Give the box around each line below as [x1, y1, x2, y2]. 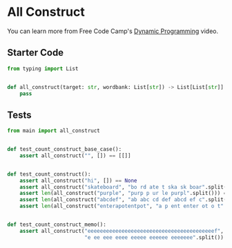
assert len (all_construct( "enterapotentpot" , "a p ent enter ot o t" [19, 203, 224, 210]
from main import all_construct [7, 127, 100, 134]
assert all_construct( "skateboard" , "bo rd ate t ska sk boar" [19, 183, 206, 190]
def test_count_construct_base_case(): [7, 146, 122, 153]
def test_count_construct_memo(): [7, 221, 107, 228]
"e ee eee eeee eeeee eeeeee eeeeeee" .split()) [84, 234, 224, 241]
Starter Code [7, 47, 64, 59]
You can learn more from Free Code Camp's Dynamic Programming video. [7, 27, 219, 35]
